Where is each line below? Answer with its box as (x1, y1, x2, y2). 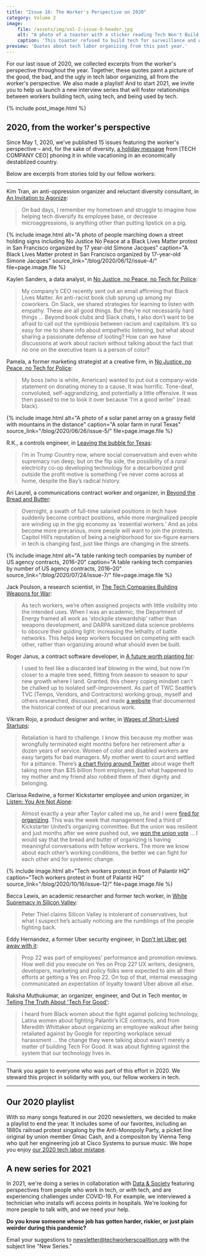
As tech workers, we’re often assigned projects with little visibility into (21, 602, 198, 609)
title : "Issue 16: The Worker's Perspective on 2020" (6, 9, 147, 15)
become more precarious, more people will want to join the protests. (21, 527, 194, 534)
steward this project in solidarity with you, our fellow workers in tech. (6, 1073, 181, 1081)
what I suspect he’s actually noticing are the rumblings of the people (21, 917, 194, 924)
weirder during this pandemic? (6, 1224, 86, 1231)
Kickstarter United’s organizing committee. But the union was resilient (21, 822, 197, 830)
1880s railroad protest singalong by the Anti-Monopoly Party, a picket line (6, 1126, 193, 1133)
